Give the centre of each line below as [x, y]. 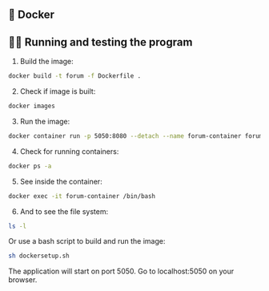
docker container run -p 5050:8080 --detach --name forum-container [125, 136]
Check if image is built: [58, 91]
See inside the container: [61, 181]
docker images [32, 106]
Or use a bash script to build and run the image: [87, 241]
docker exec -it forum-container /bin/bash [82, 196]
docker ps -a [30, 166]
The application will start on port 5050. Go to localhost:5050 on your [121, 271]
